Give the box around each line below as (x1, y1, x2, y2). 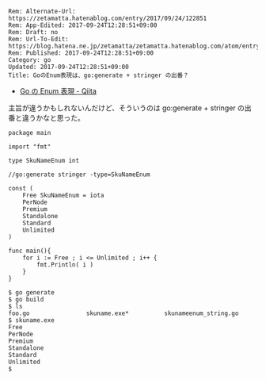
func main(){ (8, 247, 51, 255)
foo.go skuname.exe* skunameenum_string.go (8, 309, 239, 317)
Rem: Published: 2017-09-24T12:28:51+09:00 (8, 49, 154, 57)
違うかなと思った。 (21, 113, 85, 122)
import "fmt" (8, 143, 51, 151)
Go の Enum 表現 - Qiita (19, 86, 97, 95)
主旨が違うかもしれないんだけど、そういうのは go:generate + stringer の (8, 103, 245, 113)
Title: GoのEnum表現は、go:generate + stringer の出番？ (8, 71, 189, 79)
